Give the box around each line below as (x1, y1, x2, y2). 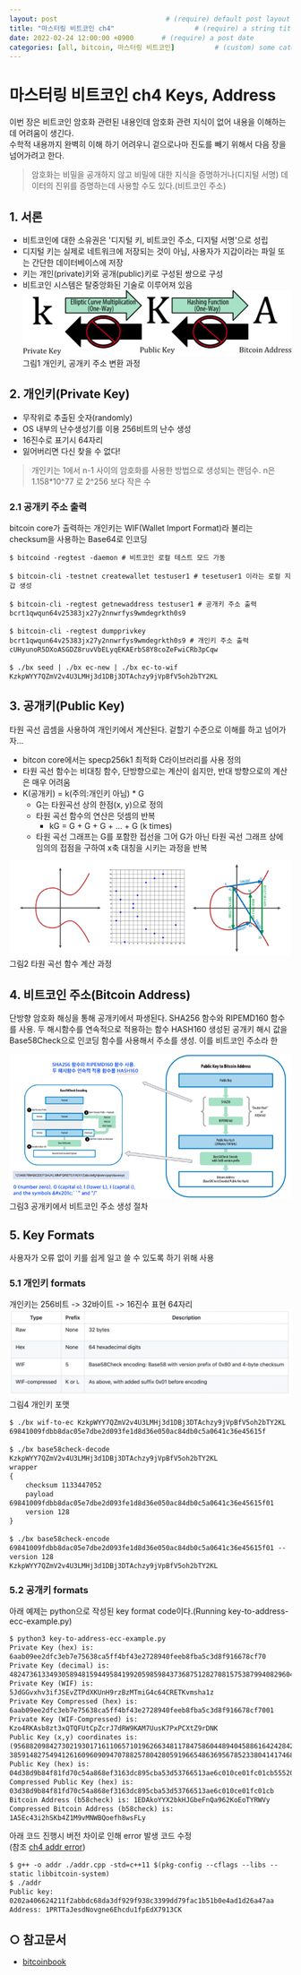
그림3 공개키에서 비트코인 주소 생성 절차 (9, 1201, 149, 1212)
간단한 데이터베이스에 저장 (31, 257, 124, 268)
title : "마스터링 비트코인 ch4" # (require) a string (9, 23, 276, 33)
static (9, 1869, 34, 1879)
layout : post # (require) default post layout (9, 14, 291, 23)
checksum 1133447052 (25, 1481, 102, 1490)
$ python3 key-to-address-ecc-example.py (9, 1634, 167, 1643)
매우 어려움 (31, 776, 71, 788)
